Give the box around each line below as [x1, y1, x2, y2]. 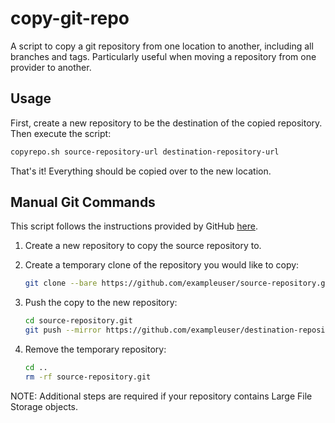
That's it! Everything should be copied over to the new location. [10, 165, 272, 177]
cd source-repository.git [24, 316, 133, 326]
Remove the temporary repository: [24, 343, 167, 356]
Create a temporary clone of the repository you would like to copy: [24, 259, 300, 271]
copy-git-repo [10, 7, 130, 30]
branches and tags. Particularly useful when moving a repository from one [10, 50, 317, 62]
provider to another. [10, 61, 92, 73]
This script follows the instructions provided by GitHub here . [10, 220, 258, 232]
